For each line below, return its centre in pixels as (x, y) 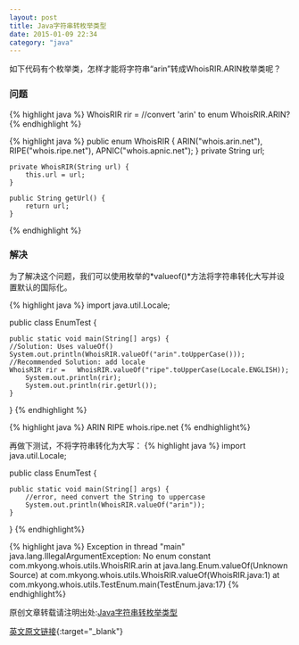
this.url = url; (56, 175)
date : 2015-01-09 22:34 (54, 34)
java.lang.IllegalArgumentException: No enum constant (110, 556)
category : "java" (42, 42)
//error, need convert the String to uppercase (115, 497)
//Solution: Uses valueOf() (62, 346)
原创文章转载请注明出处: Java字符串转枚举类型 (94, 612)
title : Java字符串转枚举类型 (58, 26)
